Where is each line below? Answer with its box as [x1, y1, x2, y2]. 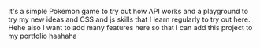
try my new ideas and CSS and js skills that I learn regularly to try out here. [8, 15, 251, 24]
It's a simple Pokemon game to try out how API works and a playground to [8, 7, 249, 15]
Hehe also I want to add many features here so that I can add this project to [8, 23, 253, 32]
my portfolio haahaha [8, 31, 77, 40]
